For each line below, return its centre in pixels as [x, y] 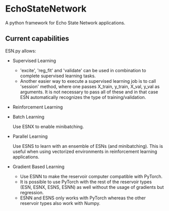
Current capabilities [37, 39]
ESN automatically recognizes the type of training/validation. [83, 97]
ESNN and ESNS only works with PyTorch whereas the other [83, 198]
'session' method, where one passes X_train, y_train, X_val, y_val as [90, 86]
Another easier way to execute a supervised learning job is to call [88, 81]
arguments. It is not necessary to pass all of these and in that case [89, 92]
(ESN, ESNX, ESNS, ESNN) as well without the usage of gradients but [92, 187]
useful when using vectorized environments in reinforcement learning [85, 151]
